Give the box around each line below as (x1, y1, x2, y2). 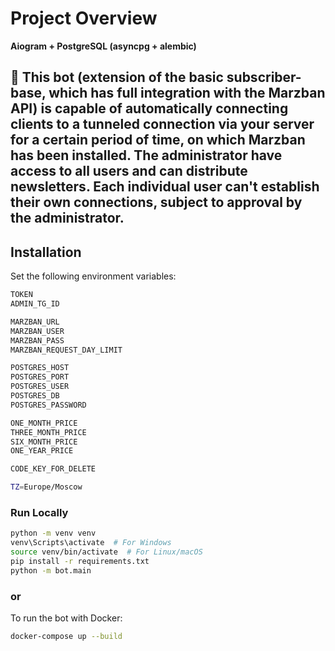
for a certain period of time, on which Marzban (10, 132, 306, 149)
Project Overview (10, 7, 158, 30)
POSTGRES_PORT (10, 372, 70, 382)
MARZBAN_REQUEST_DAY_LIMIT (10, 345, 123, 355)
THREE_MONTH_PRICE (10, 427, 87, 437)
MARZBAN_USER (10, 326, 65, 336)
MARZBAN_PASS (10, 335, 65, 346)
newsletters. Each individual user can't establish (10, 178, 320, 196)
